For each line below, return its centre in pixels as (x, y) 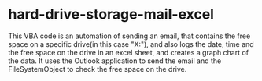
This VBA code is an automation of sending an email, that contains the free (129, 36)
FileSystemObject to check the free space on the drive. (98, 69)
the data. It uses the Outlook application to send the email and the (115, 61)
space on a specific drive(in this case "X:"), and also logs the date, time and (131, 44)
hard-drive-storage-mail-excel (111, 14)
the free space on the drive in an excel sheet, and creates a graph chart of (129, 52)
